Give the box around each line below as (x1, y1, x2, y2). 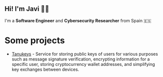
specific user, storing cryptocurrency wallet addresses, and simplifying (11, 61, 155, 67)
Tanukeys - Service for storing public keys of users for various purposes (11, 51, 158, 57)
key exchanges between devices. (11, 66, 79, 72)
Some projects (4, 35, 65, 46)
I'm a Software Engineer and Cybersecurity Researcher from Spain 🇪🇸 (4, 17, 152, 23)
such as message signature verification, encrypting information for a (11, 56, 150, 62)
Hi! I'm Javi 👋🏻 (4, 5, 49, 13)
